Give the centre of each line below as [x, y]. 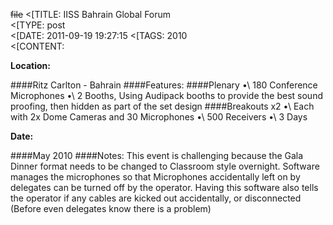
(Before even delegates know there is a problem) [111, 208]
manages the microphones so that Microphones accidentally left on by [155, 177]
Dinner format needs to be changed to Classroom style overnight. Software [165, 166]
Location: [30, 65]
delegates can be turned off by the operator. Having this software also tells [164, 187]
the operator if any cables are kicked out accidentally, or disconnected [156, 198]
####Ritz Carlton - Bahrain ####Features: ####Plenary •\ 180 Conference [164, 85]
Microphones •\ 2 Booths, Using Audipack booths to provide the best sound [166, 95]
